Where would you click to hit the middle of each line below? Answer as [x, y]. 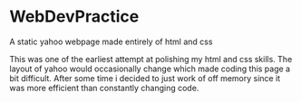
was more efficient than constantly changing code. [104, 88]
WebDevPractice [74, 17]
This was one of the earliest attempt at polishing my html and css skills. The [151, 59]
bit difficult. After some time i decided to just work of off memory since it [145, 78]
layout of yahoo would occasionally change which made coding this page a [150, 69]
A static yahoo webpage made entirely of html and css [111, 42]
